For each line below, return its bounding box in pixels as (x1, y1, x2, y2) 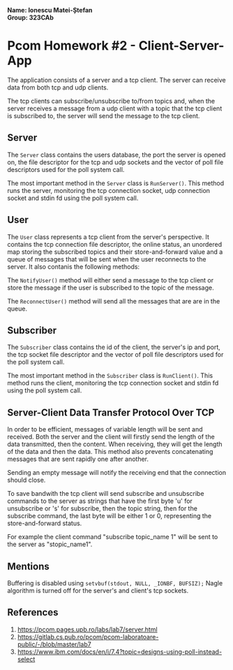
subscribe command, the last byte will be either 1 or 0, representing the (7, 512, 212, 520)
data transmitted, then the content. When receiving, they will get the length (7, 440, 223, 448)
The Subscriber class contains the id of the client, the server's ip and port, (7, 343, 221, 352)
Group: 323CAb (7, 13, 54, 22)
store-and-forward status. (7, 519, 82, 527)
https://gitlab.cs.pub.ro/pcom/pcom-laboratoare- (17, 632, 159, 641)
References (7, 606, 59, 618)
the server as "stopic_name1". (7, 540, 93, 548)
